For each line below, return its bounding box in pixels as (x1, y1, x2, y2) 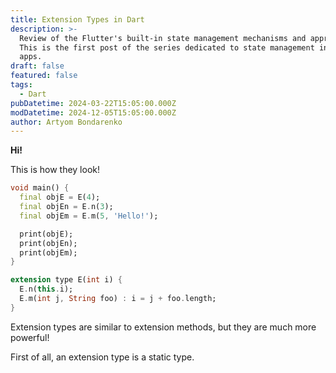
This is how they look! (10, 164, 101, 176)
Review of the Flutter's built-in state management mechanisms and (19, 33, 307, 43)
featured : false (10, 71, 78, 81)
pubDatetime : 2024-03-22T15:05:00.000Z (10, 98, 177, 108)
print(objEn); (19, 238, 78, 248)
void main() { (10, 183, 70, 193)
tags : (10, 80, 33, 90)
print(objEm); (19, 247, 78, 258)
